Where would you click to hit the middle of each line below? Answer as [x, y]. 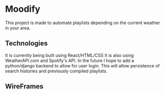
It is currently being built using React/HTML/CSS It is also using [69, 55]
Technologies [27, 44]
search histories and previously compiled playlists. [56, 71]
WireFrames [24, 86]
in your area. [18, 28]
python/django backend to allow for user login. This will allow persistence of [82, 65]
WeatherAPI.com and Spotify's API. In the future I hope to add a [70, 61]
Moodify [23, 9]
